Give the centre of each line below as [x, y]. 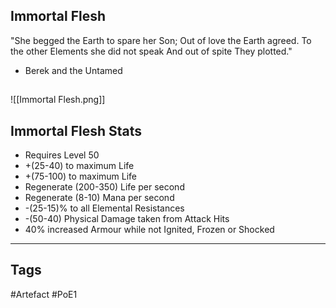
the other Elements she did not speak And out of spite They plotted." [151, 51]
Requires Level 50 [62, 155]
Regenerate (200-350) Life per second [104, 187]
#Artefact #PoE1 [44, 294]
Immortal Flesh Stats [76, 130]
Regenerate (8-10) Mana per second [99, 198]
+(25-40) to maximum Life [79, 166]
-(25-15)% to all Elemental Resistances [104, 208]
